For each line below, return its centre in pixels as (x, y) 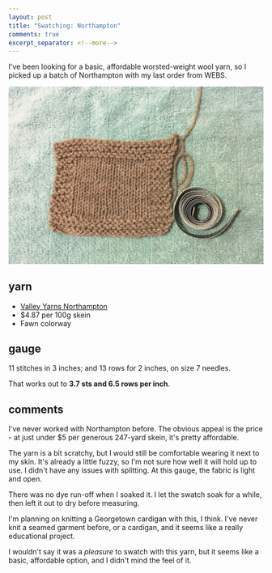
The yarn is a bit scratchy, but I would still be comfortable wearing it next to (134, 453)
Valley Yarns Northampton (64, 306)
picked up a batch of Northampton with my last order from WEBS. (118, 75)
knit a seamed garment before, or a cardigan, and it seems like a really (126, 528)
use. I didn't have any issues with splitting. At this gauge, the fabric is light (132, 470)
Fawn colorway (45, 323)
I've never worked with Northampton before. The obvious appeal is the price (136, 429)
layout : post (30, 17)
